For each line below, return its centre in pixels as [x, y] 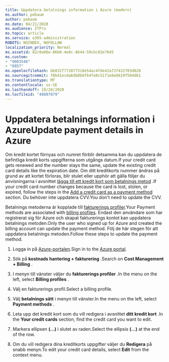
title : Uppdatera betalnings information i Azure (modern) [69, 10]
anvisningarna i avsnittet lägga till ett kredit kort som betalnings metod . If [81, 182]
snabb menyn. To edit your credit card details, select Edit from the [81, 350]
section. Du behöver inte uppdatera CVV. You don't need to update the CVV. [84, 198]
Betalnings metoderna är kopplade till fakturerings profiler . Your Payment [80, 207]
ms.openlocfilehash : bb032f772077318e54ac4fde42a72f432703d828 [73, 71]
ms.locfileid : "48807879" [32, 94]
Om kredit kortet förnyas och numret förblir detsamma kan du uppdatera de [84, 155]
